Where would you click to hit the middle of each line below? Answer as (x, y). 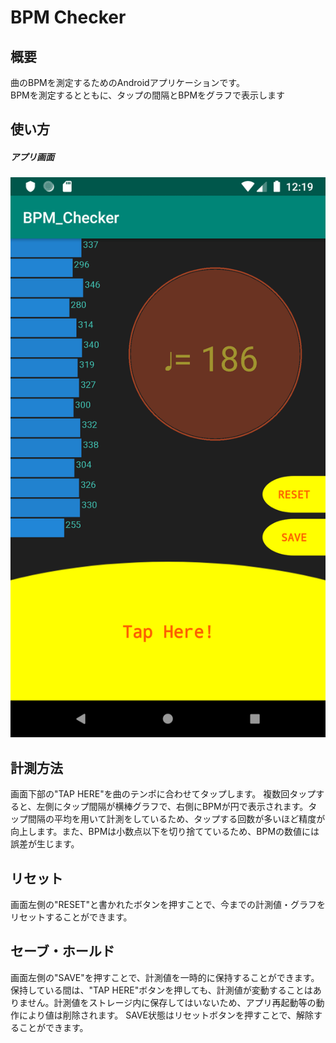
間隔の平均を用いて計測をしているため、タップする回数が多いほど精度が (176, 819)
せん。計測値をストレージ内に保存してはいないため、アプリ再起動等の (172, 1002)
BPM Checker (68, 17)
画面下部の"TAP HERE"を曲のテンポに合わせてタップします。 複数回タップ (163, 794)
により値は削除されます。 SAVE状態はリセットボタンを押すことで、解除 (166, 1015)
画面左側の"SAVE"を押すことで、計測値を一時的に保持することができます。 (165, 977)
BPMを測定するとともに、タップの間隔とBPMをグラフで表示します (148, 95)
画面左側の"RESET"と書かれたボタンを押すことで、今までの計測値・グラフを (168, 904)
